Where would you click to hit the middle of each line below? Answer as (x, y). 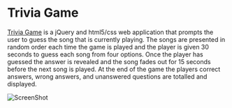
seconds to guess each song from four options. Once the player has (106, 54)
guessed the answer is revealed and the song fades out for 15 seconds (109, 61)
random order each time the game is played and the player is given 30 (108, 47)
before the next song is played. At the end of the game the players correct (114, 69)
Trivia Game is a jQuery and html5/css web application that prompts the (110, 32)
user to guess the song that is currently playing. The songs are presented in (116, 39)
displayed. (22, 84)
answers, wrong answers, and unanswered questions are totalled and (107, 76)
